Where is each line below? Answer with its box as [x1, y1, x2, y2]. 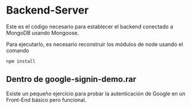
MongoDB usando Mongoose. [6, 29, 79, 36]
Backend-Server [6, 4, 89, 17]
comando [6, 47, 30, 54]
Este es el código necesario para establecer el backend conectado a [6, 23, 173, 30]
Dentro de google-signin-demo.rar [6, 74, 137, 84]
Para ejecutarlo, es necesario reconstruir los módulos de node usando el [6, 41, 183, 48]
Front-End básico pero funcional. [6, 96, 87, 103]
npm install [6, 58, 35, 64]
